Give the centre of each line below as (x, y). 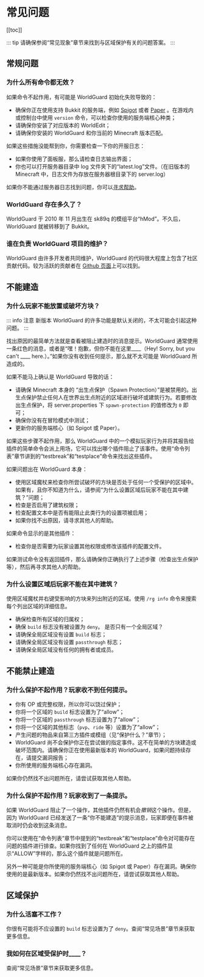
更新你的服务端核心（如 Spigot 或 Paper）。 (69, 427)
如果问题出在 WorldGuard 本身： (47, 469)
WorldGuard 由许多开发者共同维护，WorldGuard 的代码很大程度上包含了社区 (102, 258)
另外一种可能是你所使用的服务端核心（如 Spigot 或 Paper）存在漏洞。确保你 (101, 866)
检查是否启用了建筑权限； (47, 505)
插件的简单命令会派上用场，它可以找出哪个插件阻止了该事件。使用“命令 (96, 448)
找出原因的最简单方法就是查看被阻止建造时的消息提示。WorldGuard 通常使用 (102, 341)
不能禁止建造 (30, 671)
